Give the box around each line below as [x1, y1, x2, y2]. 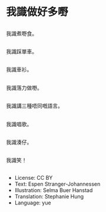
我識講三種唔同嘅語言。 [6, 102, 63, 109]
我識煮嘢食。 [6, 30, 37, 37]
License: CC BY [14, 174, 53, 181]
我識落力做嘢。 [6, 84, 42, 91]
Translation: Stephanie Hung [14, 193, 84, 200]
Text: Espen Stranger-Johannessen [14, 180, 101, 187]
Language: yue [14, 199, 51, 206]
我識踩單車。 [6, 48, 37, 55]
